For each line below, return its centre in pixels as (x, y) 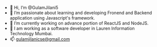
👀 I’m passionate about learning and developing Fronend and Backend (81, 13)
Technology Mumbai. (31, 34)
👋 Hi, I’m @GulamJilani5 (34, 8)
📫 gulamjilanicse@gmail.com (40, 39)
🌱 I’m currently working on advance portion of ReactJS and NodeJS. (79, 23)
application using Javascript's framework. (52, 18)
